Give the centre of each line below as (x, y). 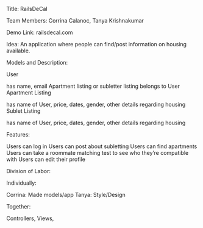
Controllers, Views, (30, 218)
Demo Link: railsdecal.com (40, 32)
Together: (19, 206)
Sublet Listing (23, 111)
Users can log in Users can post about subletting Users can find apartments (102, 146)
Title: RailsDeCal (27, 9)
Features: (18, 134)
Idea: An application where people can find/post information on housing (97, 44)
